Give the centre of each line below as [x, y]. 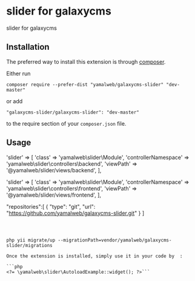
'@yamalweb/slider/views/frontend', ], [54, 195]
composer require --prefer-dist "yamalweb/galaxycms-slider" [85, 84]
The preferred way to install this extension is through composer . [86, 61]
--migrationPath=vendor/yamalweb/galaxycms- [115, 240]
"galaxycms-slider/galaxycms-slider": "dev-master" [73, 112]
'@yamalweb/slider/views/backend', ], [54, 170]
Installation [28, 47]
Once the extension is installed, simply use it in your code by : [94, 256]
